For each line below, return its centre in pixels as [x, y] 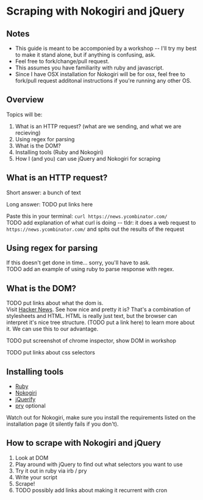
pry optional [30, 406]
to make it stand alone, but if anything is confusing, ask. [85, 55]
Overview [25, 100]
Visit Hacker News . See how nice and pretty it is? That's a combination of [98, 309]
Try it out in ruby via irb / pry [51, 471]
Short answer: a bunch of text [44, 192]
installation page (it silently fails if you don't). [62, 424]
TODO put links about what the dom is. [55, 303]
